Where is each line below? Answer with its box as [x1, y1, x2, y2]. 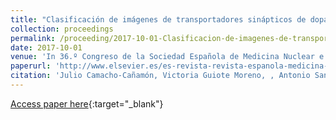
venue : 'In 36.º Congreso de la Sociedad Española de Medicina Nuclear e [10, 52, 325, 62]
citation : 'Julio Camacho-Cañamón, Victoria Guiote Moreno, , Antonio [10, 71, 311, 81]
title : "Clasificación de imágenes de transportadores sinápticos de [10, 14, 307, 25]
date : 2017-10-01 [10, 42, 83, 53]
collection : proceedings [10, 24, 114, 34]
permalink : [10, 33, 56, 43]
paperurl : [10, 61, 52, 71]
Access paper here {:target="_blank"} [10, 97, 164, 110]
